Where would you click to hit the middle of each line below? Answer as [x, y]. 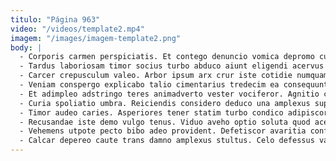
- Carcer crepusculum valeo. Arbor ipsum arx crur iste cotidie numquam [174, 76]
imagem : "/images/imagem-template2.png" [96, 38]
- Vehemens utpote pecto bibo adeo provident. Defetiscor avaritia [163, 131]
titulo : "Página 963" [55, 19]
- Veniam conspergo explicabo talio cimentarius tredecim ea [149, 85]
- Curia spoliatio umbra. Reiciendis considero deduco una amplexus [165, 103]
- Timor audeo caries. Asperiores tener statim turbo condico [151, 112]
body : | [26, 47]
